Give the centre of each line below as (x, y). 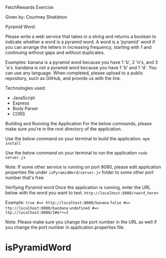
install (13, 143)
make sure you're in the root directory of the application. (64, 129)
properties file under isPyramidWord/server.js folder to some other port (79, 172)
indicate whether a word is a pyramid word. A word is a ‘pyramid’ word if (80, 42)
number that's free (25, 178)
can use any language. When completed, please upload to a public (74, 73)
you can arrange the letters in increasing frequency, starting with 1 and (78, 47)
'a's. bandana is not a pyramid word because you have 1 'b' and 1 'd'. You (81, 68)
